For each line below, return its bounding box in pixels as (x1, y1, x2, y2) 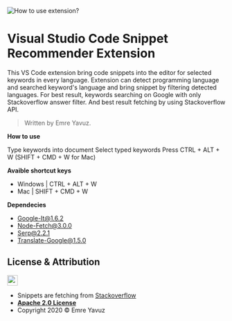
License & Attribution (7, 257, 100, 268)
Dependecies (7, 200, 46, 209)
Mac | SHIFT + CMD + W (17, 187, 89, 196)
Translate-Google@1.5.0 (17, 236, 87, 244)
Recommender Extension (7, 46, 156, 62)
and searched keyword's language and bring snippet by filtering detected (7, 83, 217, 92)
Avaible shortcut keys (7, 166, 71, 175)
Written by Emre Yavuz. (24, 119, 91, 127)
